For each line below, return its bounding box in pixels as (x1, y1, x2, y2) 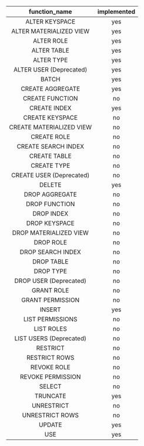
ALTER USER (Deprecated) (14, 66, 88, 73)
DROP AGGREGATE (24, 190, 78, 198)
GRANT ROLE (31, 287, 69, 294)
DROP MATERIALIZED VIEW (12, 229, 89, 237)
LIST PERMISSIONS (23, 315, 78, 323)
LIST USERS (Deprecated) (14, 334, 87, 342)
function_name (28, 8, 72, 15)
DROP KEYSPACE (26, 219, 75, 227)
